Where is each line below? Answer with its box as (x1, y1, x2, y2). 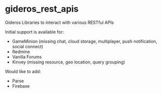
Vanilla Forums (12, 54, 42, 59)
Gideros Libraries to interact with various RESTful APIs (5, 19, 114, 25)
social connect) (12, 43, 43, 49)
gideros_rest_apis (5, 3, 79, 15)
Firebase (12, 83, 30, 89)
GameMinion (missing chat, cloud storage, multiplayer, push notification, (12, 38, 158, 44)
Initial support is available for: (5, 29, 64, 35)
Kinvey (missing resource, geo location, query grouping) (12, 59, 126, 65)
